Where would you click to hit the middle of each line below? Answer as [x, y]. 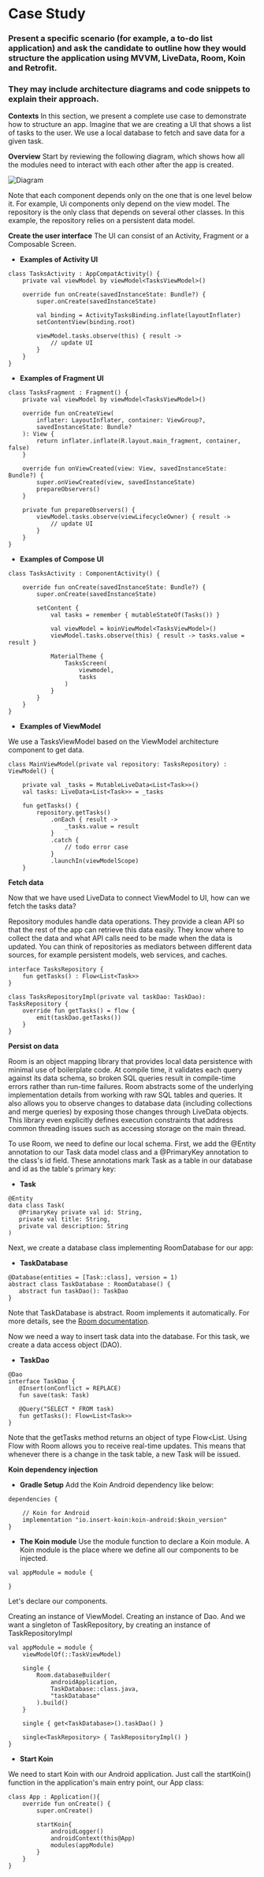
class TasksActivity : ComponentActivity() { [84, 574]
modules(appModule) [82, 1845]
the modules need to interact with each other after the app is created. [121, 165]
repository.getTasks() [74, 813]
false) [19, 448]
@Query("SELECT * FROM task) [66, 1409]
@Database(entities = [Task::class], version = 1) [93, 1278]
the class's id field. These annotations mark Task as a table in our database [130, 1161]
